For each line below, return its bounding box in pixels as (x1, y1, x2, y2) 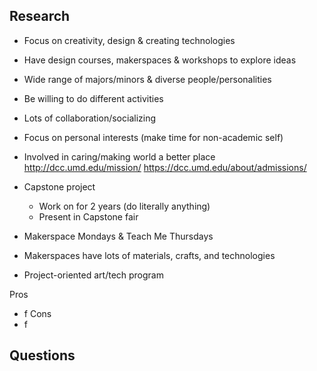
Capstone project (23, 180, 96, 193)
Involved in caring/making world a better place (23, 150, 216, 163)
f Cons (23, 307, 52, 319)
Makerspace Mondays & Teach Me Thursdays (23, 230, 214, 242)
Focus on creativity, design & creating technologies (23, 34, 236, 46)
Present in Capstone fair (38, 210, 139, 223)
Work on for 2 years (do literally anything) (38, 200, 211, 212)
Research (9, 8, 71, 25)
